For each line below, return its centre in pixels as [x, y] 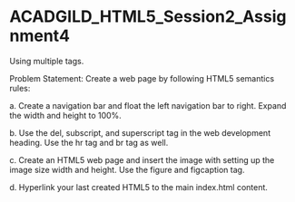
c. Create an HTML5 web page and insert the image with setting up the [142, 159]
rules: [20, 88]
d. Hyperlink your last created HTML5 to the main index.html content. [138, 187]
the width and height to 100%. [66, 115]
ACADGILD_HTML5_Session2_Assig [148, 17]
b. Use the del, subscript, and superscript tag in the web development [140, 132]
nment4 [40, 36]
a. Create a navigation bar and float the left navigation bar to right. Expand [148, 105]
